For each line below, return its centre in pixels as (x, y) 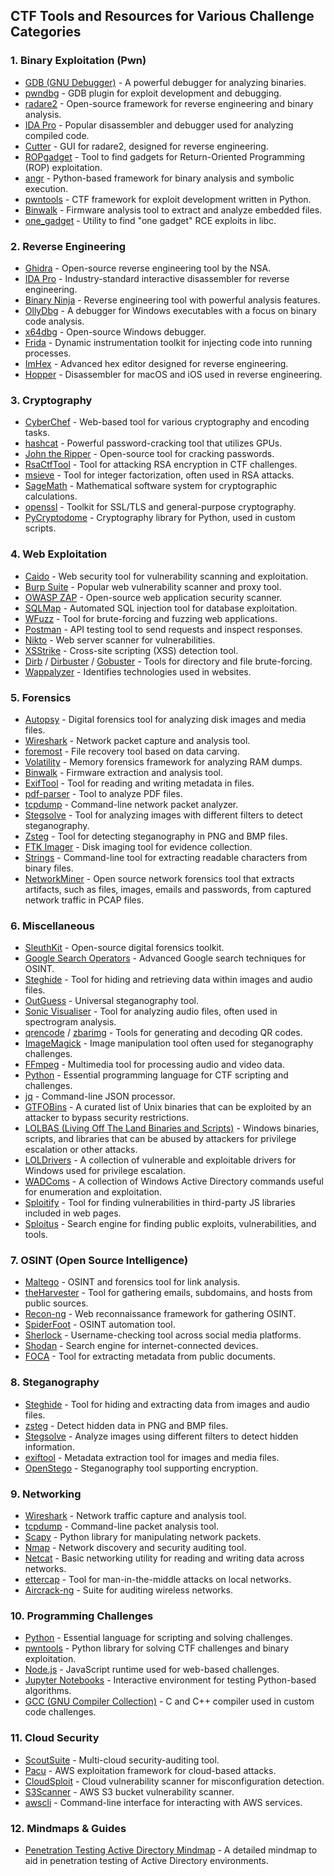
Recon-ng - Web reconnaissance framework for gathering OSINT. (160, 1314)
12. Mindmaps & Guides (68, 1828)
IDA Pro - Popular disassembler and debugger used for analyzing (159, 125)
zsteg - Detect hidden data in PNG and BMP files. (126, 1425)
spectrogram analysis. (70, 1022)
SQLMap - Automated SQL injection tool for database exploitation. (161, 608)
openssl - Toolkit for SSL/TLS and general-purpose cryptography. (160, 507)
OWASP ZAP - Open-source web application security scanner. (153, 597)
